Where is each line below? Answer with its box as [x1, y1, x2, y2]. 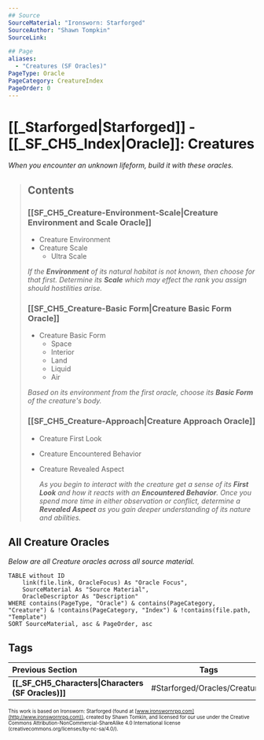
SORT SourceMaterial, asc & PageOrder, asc [8, 620, 153, 628]
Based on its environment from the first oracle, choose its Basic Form [27, 388, 254, 397]
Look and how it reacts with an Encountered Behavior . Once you [38, 488, 252, 497]
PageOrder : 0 [8, 84, 51, 92]
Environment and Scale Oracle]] [27, 217, 152, 228]
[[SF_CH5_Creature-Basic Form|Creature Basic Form [27, 304, 232, 315]
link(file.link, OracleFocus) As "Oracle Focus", [22, 579, 189, 587]
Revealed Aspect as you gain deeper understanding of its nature [38, 504, 251, 514]
